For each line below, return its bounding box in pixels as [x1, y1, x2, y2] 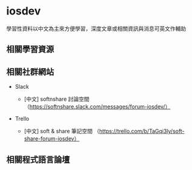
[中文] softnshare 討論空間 [24, 95, 89, 103]
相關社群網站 [6, 66, 54, 77]
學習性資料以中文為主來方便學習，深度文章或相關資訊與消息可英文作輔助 [6, 25, 186, 32]
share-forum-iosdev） [24, 135, 80, 142]
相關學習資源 [6, 44, 54, 55]
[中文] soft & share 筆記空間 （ [24, 128, 100, 135]
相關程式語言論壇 [6, 154, 70, 165]
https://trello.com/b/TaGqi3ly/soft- [99, 128, 185, 135]
